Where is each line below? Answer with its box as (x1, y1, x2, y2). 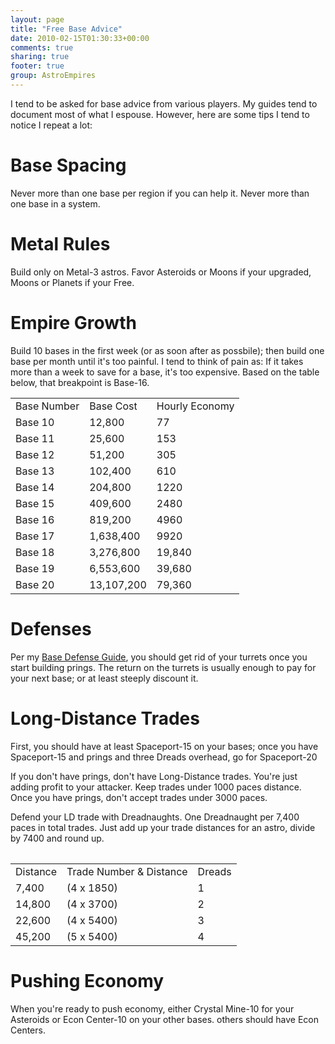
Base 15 (15, 496, 55, 510)
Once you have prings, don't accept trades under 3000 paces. (10, 791, 268, 803)
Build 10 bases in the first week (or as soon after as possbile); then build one (10, 344, 325, 356)
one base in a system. (10, 197, 101, 210)
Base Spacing (10, 154, 127, 177)
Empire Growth (10, 311, 137, 334)
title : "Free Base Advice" (10, 24, 123, 34)
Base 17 (15, 529, 55, 543)
